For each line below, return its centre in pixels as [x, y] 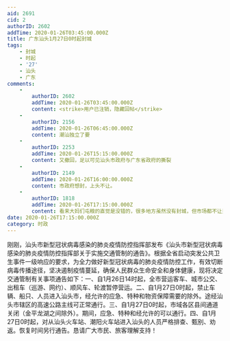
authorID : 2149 [53, 173]
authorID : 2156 [53, 122]
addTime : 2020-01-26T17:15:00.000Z [82, 205]
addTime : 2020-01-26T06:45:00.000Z [82, 128]
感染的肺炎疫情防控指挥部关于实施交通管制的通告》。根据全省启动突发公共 [111, 253]
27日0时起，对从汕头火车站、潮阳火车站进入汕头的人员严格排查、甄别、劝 [112, 321]
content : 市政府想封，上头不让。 [74, 186]
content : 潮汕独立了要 [61, 134]
